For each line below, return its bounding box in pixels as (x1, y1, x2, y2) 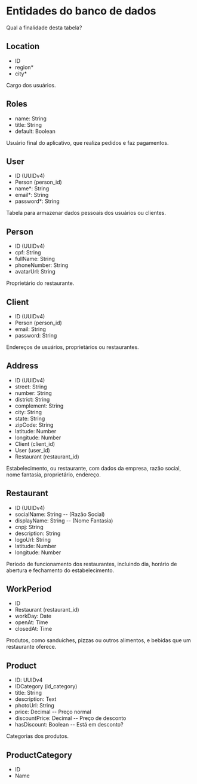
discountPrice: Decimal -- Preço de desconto (14, 715, 127, 722)
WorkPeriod (6, 584, 52, 594)
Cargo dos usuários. (6, 81, 56, 89)
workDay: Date (14, 612, 52, 620)
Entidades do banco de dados (6, 4, 156, 18)
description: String (14, 530, 61, 537)
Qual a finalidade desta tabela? (6, 24, 82, 31)
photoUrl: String (14, 702, 55, 709)
